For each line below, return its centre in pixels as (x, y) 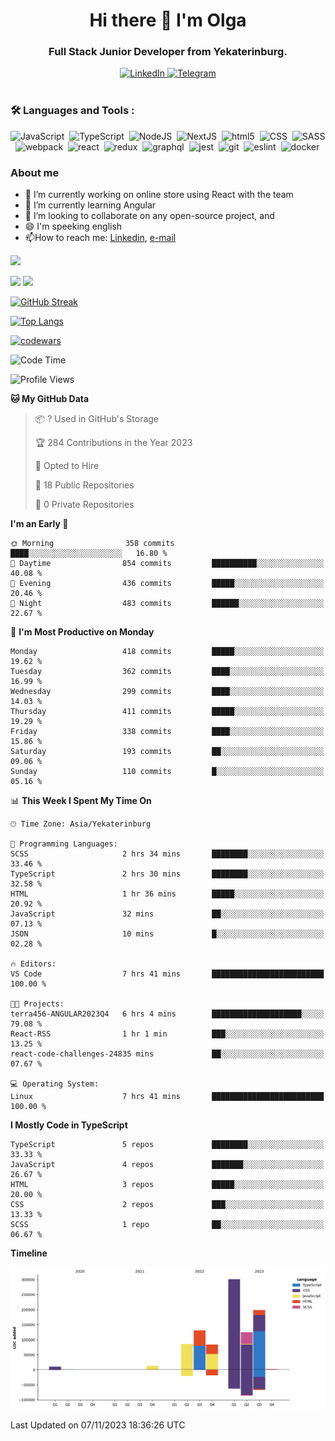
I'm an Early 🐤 (39, 524)
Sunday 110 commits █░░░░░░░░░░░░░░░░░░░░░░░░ (167, 772)
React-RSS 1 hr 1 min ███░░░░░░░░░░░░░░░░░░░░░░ (167, 1034)
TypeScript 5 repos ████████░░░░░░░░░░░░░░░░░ (167, 1145)
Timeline (29, 1253)
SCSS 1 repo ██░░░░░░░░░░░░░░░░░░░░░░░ (167, 1225)
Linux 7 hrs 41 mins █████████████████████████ (167, 1097)
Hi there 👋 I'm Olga (168, 20)
